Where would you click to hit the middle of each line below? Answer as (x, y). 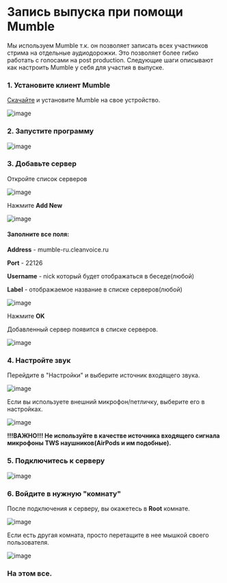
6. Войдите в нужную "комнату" (64, 493)
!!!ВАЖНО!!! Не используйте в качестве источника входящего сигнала (113, 436)
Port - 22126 (25, 263)
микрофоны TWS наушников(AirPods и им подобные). (89, 443)
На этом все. (30, 573)
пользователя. (28, 542)
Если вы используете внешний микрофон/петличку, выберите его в (106, 402)
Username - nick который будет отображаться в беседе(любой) (101, 276)
